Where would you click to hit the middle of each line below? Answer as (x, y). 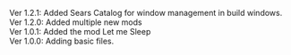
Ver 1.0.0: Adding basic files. (62, 41)
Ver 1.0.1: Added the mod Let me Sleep (80, 31)
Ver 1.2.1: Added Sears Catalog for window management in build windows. (146, 13)
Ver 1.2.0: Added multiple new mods (76, 22)
